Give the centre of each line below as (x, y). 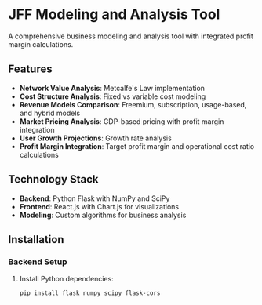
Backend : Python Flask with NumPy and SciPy (95, 198)
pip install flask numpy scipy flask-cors (90, 293)
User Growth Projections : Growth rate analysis (96, 138)
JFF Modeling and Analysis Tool (114, 15)
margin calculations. (41, 44)
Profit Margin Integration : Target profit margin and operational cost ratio (137, 146)
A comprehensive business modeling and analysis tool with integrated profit (131, 36)
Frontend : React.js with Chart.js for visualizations (99, 206)
